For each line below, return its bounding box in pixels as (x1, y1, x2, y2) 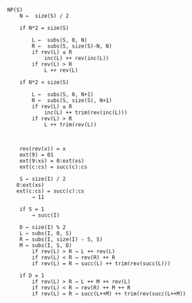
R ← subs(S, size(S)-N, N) (32, 43, 112, 50)
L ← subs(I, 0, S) (19, 230, 72, 237)
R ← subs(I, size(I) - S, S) (19, 236, 103, 243)
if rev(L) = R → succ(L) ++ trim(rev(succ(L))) (32, 260, 171, 267)
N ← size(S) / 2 (19, 12, 70, 19)
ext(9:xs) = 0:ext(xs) (19, 157, 85, 164)
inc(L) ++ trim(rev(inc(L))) (43, 109, 128, 116)
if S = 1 (19, 206, 45, 213)
